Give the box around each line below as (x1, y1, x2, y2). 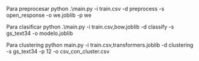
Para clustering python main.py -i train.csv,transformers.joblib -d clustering (6, 42, 194, 48)
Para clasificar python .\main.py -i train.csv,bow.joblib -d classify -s (6, 24, 174, 30)
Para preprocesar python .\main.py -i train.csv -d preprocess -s (6, 5, 165, 12)
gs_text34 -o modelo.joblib (6, 30, 74, 37)
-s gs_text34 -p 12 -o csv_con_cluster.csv (6, 48, 110, 55)
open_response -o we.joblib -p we (6, 11, 92, 19)
